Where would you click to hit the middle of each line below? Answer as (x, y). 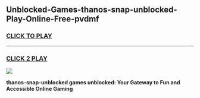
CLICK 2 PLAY (27, 58)
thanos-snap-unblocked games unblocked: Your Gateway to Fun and (93, 82)
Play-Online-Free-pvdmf (53, 19)
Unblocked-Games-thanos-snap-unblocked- (92, 10)
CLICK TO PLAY (29, 36)
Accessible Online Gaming (40, 88)
